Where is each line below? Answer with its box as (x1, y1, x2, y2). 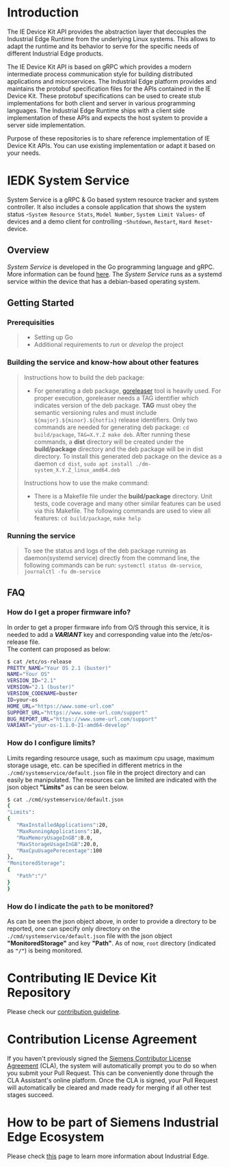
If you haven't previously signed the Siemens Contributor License (7, 1054, 191, 1062)
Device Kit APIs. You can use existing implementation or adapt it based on (7, 141, 215, 149)
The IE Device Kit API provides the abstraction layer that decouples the (7, 27, 206, 36)
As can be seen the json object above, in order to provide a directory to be (7, 917, 217, 925)
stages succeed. (7, 1090, 54, 1098)
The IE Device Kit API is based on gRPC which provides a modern (7, 62, 191, 71)
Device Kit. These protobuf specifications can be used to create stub (7, 91, 202, 100)
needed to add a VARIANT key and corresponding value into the (7, 630, 189, 638)
